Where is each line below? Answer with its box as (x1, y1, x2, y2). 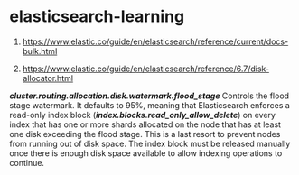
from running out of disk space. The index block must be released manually (9, 138, 291, 149)
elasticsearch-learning (9, 6, 185, 27)
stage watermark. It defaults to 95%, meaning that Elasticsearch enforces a (9, 99, 291, 110)
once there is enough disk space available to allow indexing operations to (9, 147, 283, 159)
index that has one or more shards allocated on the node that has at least (9, 119, 282, 130)
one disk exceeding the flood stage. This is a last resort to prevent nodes (9, 128, 281, 139)
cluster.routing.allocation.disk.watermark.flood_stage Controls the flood (9, 90, 290, 101)
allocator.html (22, 72, 74, 83)
